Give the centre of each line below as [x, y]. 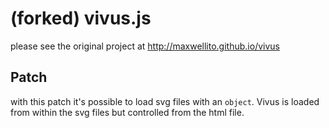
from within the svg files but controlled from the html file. [127, 112]
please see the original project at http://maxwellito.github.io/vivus [145, 46]
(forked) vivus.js [81, 18]
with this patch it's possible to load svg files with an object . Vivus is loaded [165, 101]
